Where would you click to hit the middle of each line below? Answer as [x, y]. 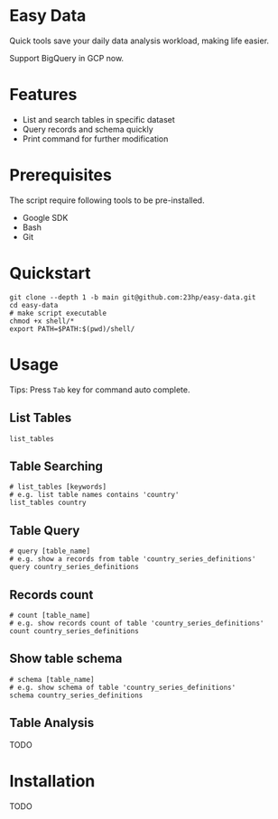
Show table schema [66, 659]
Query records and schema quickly [88, 129]
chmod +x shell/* [42, 321]
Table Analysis [52, 723]
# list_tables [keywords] [58, 487]
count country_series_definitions [74, 631]
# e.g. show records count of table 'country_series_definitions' [137, 623]
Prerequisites [61, 175]
